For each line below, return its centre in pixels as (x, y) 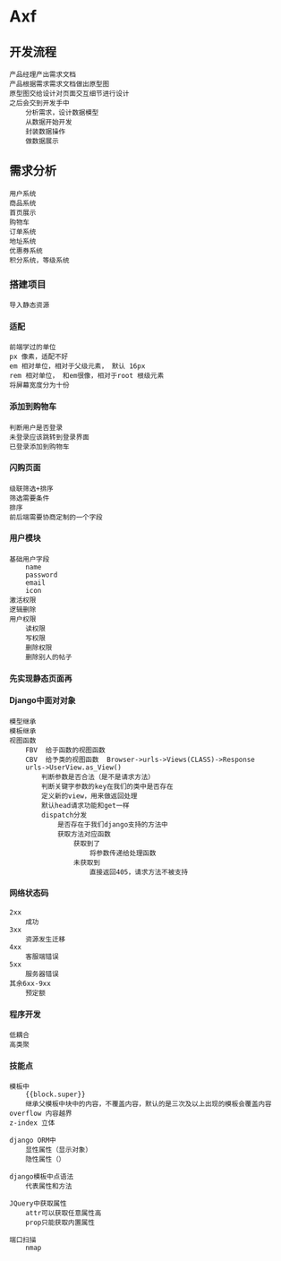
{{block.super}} (56, 1094)
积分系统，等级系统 (39, 260)
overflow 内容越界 (41, 1114)
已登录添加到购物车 (39, 446)
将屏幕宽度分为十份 (39, 386)
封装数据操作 (45, 132)
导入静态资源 (30, 305)
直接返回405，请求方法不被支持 (139, 872)
